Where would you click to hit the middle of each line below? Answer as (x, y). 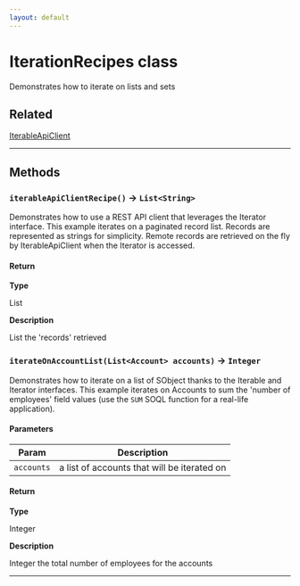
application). (32, 409)
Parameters (31, 429)
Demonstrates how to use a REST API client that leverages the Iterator (137, 217)
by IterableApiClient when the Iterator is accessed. (102, 245)
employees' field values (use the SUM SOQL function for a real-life (129, 399)
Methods (35, 172)
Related (31, 114)
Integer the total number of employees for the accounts (111, 563)
